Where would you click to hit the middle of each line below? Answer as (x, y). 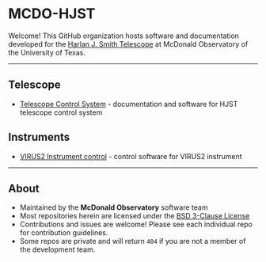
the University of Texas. (47, 52)
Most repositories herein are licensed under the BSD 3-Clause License (135, 216)
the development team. (57, 249)
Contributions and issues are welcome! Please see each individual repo (136, 224)
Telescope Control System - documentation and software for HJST (129, 104)
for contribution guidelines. (64, 233)
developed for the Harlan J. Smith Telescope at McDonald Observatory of (128, 44)
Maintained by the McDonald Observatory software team (114, 207)
